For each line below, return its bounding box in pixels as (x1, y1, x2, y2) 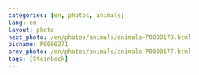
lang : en (8, 19, 37, 27)
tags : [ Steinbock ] (8, 55, 68, 63)
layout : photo (8, 26, 55, 34)
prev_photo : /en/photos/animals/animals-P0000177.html (8, 48, 192, 55)
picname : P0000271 (8, 41, 68, 48)
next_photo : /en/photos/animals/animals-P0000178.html (8, 33, 192, 41)
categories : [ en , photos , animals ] (8, 11, 125, 20)
